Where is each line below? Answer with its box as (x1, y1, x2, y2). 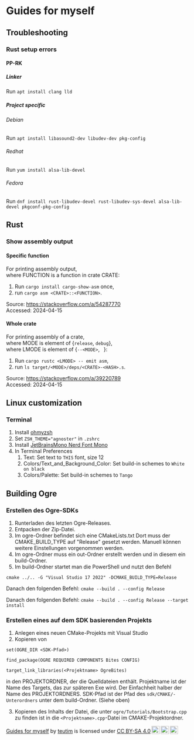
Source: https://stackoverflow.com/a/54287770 (6, 300, 121, 307)
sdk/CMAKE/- (146, 692, 176, 698)
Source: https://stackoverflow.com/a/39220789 (6, 374, 121, 381)
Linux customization (6, 398, 82, 408)
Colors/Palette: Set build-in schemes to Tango (23, 471, 133, 478)
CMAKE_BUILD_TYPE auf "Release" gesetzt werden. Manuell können (14, 538, 181, 545)
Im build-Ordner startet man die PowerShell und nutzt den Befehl (14, 563, 172, 571)
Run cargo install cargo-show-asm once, (14, 283, 114, 290)
